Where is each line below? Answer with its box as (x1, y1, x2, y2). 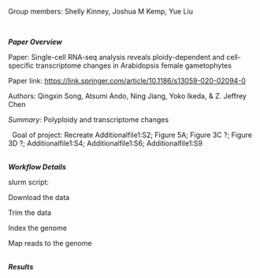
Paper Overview (8, 37, 63, 46)
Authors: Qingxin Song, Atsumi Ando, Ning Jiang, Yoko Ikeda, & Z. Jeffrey (8, 91, 247, 101)
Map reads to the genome (8, 239, 92, 247)
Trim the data (8, 208, 52, 217)
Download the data (8, 193, 70, 202)
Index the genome (8, 224, 67, 232)
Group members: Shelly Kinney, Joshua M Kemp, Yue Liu (8, 7, 193, 16)
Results (8, 262, 34, 271)
